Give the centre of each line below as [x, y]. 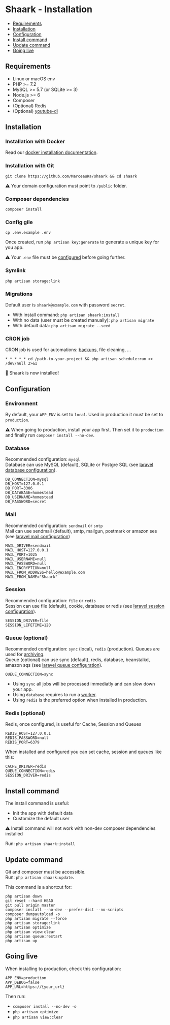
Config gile [19, 222]
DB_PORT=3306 [19, 488]
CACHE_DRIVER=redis [26, 767]
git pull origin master [30, 906]
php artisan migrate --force [36, 919]
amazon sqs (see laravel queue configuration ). [54, 665]
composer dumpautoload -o [32, 914]
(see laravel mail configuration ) [38, 536]
